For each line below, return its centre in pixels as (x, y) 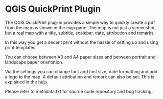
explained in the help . (27, 82)
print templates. (21, 47)
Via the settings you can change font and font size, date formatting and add (81, 71)
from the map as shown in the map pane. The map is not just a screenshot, (81, 27)
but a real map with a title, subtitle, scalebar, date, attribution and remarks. (80, 33)
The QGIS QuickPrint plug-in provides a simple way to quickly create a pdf (80, 22)
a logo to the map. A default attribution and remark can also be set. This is (80, 77)
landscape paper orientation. (34, 62)
